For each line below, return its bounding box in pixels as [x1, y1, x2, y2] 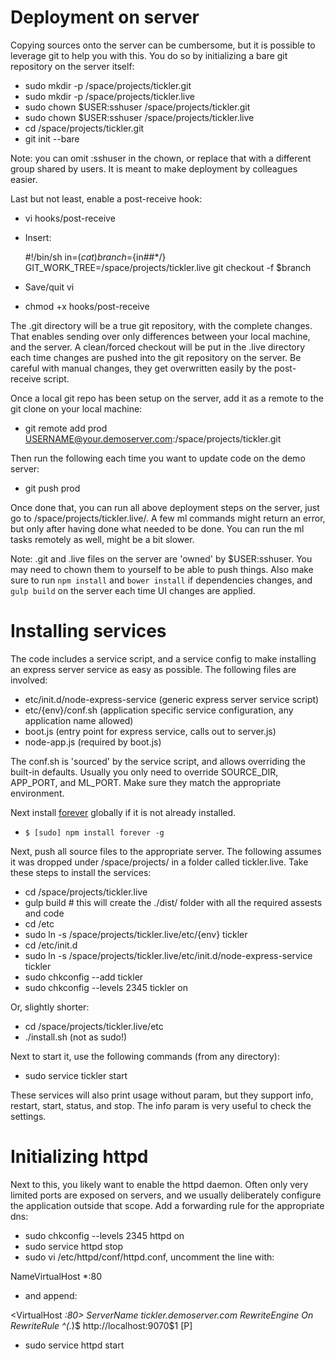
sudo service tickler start [24, 1069, 128, 1081]
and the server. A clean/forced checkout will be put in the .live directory [10, 341, 306, 353]
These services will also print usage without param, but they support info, [10, 1089, 314, 1101]
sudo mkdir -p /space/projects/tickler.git [24, 79, 192, 91]
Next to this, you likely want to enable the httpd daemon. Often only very [10, 1178, 309, 1190]
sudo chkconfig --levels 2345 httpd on [24, 1229, 185, 1241]
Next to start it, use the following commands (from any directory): [10, 1050, 281, 1062]
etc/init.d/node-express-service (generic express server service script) [24, 693, 320, 705]
